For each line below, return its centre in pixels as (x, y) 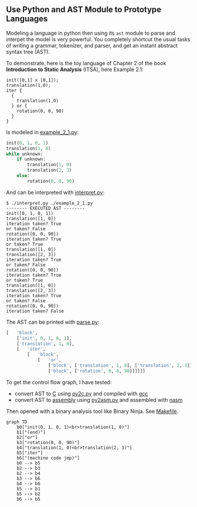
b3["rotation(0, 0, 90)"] (48, 442)
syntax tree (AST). (28, 52)
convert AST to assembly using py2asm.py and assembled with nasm (98, 399)
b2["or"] (27, 437)
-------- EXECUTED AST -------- (45, 208)
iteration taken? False (35, 311)
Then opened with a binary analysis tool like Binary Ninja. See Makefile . (92, 411)
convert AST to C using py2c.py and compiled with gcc (81, 394)
